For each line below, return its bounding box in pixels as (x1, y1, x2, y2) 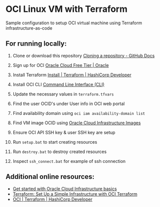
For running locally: (5, 40, 67, 48)
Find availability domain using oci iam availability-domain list (12, 110, 145, 116)
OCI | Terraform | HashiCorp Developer (12, 196, 93, 202)
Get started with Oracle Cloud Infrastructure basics (12, 186, 117, 192)
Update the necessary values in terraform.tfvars (12, 91, 114, 97)
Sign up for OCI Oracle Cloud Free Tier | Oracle (12, 62, 109, 68)
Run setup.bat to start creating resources (12, 139, 98, 145)
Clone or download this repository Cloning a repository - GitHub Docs (12, 52, 155, 58)
